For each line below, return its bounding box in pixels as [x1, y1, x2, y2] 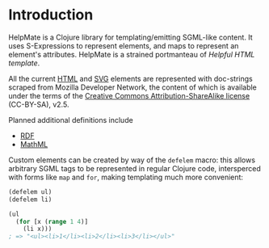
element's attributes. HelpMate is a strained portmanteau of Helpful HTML [8, 49, 255, 59]
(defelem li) [8, 195, 53, 204]
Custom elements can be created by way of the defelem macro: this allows [8, 155, 256, 165]
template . [8, 58, 40, 68]
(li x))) [23, 225, 53, 233]
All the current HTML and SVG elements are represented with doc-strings [8, 74, 253, 83]
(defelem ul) [8, 187, 53, 195]
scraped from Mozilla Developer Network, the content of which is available [8, 82, 257, 92]
